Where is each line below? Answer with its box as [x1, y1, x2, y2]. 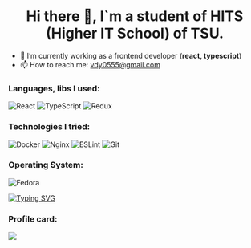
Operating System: [8, 160, 84, 171]
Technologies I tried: [8, 121, 91, 132]
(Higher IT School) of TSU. [45, 24, 225, 43]
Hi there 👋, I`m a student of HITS [26, 7, 244, 26]
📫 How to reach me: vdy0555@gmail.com [19, 59, 160, 69]
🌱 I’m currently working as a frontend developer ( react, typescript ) [19, 51, 242, 60]
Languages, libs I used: [8, 83, 100, 94]
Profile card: [8, 213, 58, 224]
